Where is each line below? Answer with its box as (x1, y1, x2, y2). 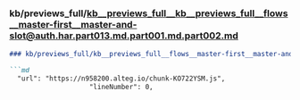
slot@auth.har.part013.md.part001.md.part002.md (9, 29, 239, 42)
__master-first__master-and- (9, 18, 137, 30)
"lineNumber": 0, (88, 82, 154, 91)
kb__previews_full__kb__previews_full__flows (86, 7, 288, 20)
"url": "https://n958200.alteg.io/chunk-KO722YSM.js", (17, 74, 226, 83)
